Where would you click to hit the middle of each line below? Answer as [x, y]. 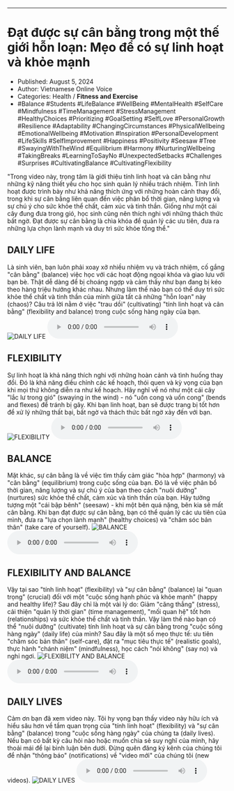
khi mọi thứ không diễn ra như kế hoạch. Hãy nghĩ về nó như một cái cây [111, 390]
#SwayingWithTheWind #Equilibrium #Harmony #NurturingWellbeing [116, 148]
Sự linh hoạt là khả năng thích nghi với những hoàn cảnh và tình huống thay [115, 375]
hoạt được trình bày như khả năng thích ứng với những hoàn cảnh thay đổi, [114, 191]
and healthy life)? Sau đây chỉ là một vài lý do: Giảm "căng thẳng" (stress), [114, 604]
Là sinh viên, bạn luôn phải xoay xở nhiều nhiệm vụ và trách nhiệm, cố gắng [116, 267]
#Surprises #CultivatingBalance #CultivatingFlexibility [94, 163]
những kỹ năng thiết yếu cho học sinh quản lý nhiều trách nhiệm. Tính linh [113, 184]
